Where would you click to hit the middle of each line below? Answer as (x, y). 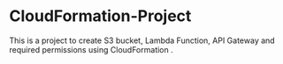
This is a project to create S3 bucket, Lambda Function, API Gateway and (142, 40)
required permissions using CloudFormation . (92, 49)
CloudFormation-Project (100, 16)
